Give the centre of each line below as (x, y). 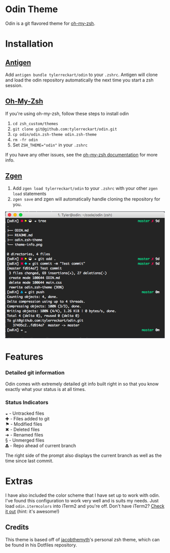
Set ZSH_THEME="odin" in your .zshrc (50, 145)
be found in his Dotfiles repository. (41, 545)
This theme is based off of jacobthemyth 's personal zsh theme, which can (82, 539)
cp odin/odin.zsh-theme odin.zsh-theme (55, 134)
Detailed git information (35, 373)
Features (24, 357)
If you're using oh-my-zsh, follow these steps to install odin (67, 113)
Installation (29, 44)
